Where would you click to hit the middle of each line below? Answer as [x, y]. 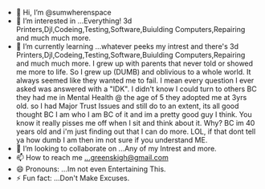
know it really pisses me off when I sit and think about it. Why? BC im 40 [135, 123]
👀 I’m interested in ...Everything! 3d [74, 21]
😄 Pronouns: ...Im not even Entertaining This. [91, 169]
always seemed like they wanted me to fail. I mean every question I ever [135, 80]
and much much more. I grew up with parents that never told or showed [135, 63]
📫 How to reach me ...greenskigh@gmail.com [92, 157]
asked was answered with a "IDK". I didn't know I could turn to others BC [136, 89]
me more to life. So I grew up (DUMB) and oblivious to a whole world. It [133, 72]
